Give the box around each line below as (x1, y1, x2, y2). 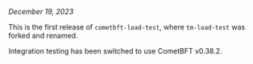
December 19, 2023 (8, 7, 74, 16)
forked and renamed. (8, 31, 78, 40)
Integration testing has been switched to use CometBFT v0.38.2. (8, 46, 223, 55)
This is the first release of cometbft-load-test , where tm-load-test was (8, 22, 246, 31)
